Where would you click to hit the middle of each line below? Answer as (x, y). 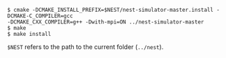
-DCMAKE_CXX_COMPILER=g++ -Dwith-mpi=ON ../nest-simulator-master (106, 22)
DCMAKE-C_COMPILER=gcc (40, 16)
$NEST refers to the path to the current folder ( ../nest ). (85, 47)
